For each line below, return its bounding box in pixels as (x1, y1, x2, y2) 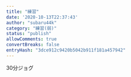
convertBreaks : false (6, 42, 60, 48)
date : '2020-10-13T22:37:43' (6, 14, 78, 20)
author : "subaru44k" (6, 20, 57, 25)
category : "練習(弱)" (6, 25, 57, 31)
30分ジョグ (6, 64, 34, 71)
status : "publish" (6, 31, 52, 37)
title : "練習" (6, 8, 40, 15)
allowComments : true (6, 36, 57, 42)
